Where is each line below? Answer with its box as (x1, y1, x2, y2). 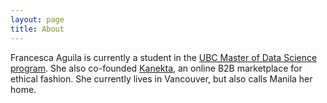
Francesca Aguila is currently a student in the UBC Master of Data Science (10, 51, 318, 63)
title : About (10, 24, 65, 34)
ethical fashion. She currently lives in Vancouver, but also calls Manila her (10, 72, 313, 85)
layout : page (10, 14, 65, 25)
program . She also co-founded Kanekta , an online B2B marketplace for (10, 62, 303, 74)
